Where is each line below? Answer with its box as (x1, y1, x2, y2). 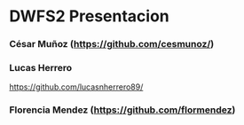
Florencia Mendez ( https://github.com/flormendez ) (9, 104, 236, 116)
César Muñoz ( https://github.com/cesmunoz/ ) (9, 38, 215, 51)
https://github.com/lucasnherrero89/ (9, 82, 144, 92)
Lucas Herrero (9, 62, 73, 74)
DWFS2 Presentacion (9, 6, 170, 27)
